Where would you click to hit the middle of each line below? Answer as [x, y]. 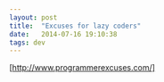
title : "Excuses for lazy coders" [75, 26]
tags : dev [28, 42]
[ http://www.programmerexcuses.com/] [82, 68]
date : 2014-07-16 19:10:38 [63, 34]
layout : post [33, 17]
